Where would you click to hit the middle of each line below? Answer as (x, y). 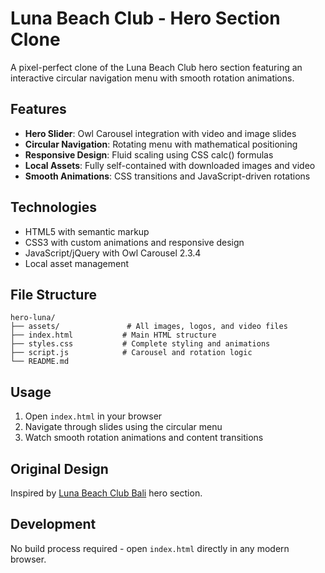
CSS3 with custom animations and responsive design (134, 242)
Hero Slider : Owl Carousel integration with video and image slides (160, 133)
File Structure (53, 294)
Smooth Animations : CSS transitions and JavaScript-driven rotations (167, 176)
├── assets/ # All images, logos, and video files (149, 327)
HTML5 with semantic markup (87, 231)
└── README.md (40, 362)
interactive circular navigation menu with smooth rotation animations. (152, 78)
